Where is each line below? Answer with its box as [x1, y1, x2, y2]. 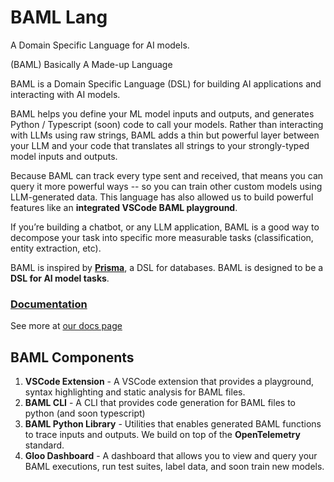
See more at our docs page [10, 320, 123, 332]
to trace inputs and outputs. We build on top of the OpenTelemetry [24, 429, 301, 441]
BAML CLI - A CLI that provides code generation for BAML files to [24, 397, 296, 409]
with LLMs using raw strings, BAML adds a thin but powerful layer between [10, 129, 320, 141]
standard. [24, 439, 65, 451]
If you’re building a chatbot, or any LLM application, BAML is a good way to [10, 221, 320, 233]
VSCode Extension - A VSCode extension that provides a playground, [24, 376, 315, 388]
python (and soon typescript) [24, 407, 146, 420]
